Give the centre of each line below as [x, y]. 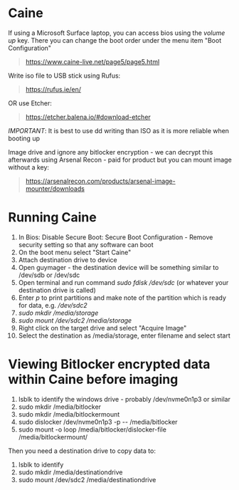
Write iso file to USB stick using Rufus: [64, 75]
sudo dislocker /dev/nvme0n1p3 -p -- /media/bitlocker [98, 422]
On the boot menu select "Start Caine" [75, 252]
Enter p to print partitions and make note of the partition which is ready [122, 298]
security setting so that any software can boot [86, 244]
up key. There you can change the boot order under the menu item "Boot [115, 40]
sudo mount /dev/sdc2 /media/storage [75, 320]
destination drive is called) [57, 290]
